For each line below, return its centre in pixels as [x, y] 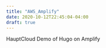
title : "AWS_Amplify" [33, 11]
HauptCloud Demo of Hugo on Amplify [53, 39]
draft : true [21, 22]
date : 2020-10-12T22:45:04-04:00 [47, 17]
